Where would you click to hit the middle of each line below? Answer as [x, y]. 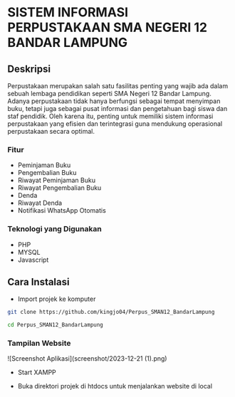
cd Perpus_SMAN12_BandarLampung [55, 325]
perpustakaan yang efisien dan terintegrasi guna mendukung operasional [115, 124]
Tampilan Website [39, 344]
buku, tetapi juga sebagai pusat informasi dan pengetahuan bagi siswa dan [117, 108]
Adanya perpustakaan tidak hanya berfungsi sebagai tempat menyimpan [114, 101]
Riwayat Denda [40, 203]
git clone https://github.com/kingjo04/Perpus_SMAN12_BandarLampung [111, 312]
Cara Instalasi [38, 282]
